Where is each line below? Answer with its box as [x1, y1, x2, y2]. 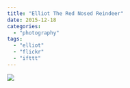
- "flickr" [13, 49, 44, 56]
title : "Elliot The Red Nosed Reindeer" [7, 10, 125, 17]
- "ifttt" [13, 55, 41, 62]
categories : [7, 23, 41, 30]
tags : [7, 36, 23, 43]
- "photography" [13, 29, 60, 36]
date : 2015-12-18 [7, 16, 57, 23]
